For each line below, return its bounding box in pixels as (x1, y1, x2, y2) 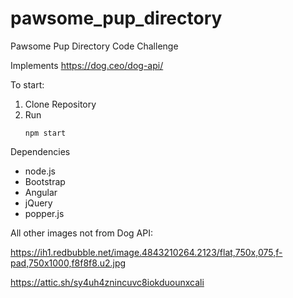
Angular (24, 186, 58, 198)
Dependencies (10, 145, 71, 157)
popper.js (24, 207, 65, 219)
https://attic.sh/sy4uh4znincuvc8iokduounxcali (10, 276, 205, 288)
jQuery (24, 197, 53, 209)
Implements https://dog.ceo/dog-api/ (10, 59, 164, 71)
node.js (24, 165, 57, 177)
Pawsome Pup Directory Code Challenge (10, 40, 179, 52)
